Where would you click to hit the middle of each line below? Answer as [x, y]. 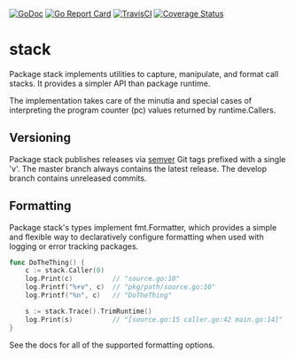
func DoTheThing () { [47, 262]
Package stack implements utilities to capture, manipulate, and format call [144, 74]
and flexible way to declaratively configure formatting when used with [136, 237]
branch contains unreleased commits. [78, 178]
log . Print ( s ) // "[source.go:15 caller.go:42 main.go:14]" [154, 319]
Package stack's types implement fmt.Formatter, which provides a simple [143, 227]
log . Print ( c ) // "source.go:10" [102, 279]
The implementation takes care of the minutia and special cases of [131, 100]
